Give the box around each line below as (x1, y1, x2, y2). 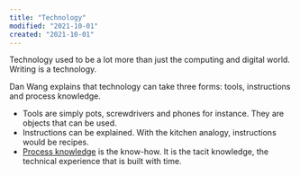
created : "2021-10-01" (9, 30, 95, 39)
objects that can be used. (22, 118, 117, 128)
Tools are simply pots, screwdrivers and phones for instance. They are (22, 109, 285, 119)
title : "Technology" (9, 13, 87, 22)
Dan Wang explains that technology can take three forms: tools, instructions (9, 82, 291, 92)
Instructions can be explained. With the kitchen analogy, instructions (22, 127, 277, 138)
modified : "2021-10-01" (9, 22, 99, 31)
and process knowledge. (9, 91, 101, 101)
